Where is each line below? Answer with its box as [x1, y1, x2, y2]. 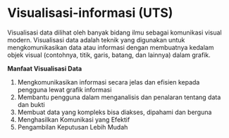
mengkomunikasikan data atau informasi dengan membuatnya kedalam [7, 43, 214, 51]
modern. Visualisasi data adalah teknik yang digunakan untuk [7, 35, 185, 44]
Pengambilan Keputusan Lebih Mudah [17, 123, 128, 131]
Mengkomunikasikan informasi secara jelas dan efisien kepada [17, 77, 200, 86]
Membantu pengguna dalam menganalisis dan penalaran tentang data [17, 93, 221, 101]
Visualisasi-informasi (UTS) [7, 5, 173, 21]
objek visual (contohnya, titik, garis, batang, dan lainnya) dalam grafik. [7, 51, 211, 59]
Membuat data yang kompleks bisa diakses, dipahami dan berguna [17, 108, 212, 116]
